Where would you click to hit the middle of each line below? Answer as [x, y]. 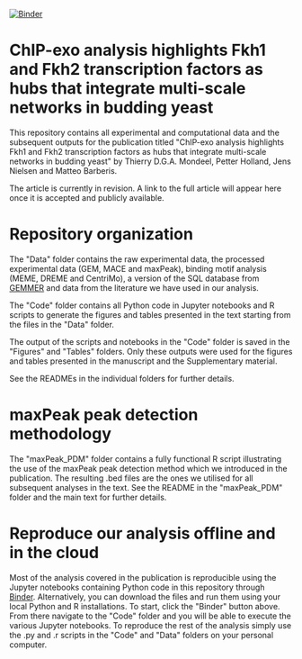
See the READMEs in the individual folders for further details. [122, 378]
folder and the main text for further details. [88, 497]
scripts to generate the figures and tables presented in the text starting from [150, 314]
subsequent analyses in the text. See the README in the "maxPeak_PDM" [146, 487]
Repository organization [101, 235]
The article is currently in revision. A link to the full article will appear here [145, 188]
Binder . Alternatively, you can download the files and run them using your [145, 596]
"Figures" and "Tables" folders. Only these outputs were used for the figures [151, 351]
